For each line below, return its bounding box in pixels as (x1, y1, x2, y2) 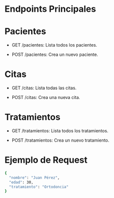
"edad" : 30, (9, 180, 34, 185)
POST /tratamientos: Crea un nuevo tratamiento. (11, 137, 110, 143)
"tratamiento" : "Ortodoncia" (9, 184, 69, 189)
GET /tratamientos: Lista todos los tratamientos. (11, 128, 109, 133)
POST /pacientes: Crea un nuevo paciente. (11, 51, 98, 57)
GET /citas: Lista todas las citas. (11, 85, 77, 91)
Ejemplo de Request (4, 154, 88, 166)
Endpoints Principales (4, 3, 96, 15)
